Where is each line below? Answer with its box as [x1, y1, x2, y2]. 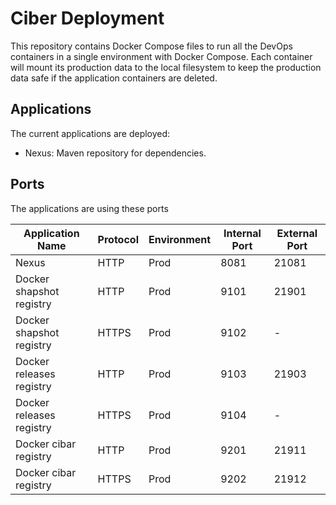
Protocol [97, 232, 139, 246]
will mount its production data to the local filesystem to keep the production [10, 61, 322, 73]
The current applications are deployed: [10, 127, 171, 139]
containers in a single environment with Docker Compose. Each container [10, 50, 313, 62]
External [276, 226, 318, 240]
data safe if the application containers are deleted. [10, 72, 218, 84]
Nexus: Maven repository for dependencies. [24, 147, 207, 159]
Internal [223, 226, 262, 240]
